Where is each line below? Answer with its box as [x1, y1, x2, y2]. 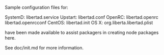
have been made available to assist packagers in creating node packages [5, 30, 159, 35]
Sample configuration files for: [5, 5, 68, 10]
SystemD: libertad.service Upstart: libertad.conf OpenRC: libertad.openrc [5, 14, 159, 20]
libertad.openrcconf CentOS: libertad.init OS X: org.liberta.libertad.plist [5, 20, 153, 25]
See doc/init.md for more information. [5, 45, 84, 50]
